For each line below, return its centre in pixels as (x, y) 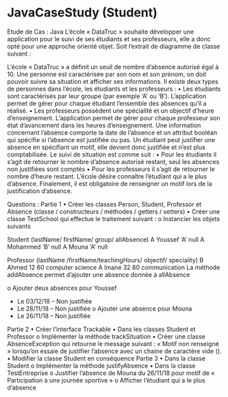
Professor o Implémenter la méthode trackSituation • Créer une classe (106, 336)
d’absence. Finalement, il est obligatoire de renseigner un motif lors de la (110, 183)
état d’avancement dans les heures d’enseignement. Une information (104, 125)
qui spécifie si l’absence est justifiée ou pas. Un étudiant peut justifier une (111, 139)
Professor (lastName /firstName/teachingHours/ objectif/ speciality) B (105, 260)
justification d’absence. (40, 191)
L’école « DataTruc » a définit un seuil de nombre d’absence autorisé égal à (113, 67)
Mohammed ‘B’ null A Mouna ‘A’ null (58, 247)
